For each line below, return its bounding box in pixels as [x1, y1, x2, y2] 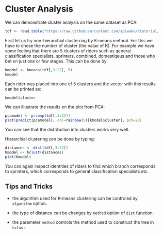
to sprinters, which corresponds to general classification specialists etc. [5, 168, 149, 174]
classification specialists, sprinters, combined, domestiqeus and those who [5, 53, 155, 59]
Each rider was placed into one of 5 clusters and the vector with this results [5, 81, 156, 87]
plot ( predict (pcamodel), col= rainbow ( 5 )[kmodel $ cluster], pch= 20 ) [5, 118, 142, 123]
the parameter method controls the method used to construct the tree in [12, 219, 154, 225]
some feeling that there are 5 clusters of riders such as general [5, 47, 131, 54]
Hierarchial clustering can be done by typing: [5, 136, 96, 142]
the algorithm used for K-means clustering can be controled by [12, 195, 138, 201]
